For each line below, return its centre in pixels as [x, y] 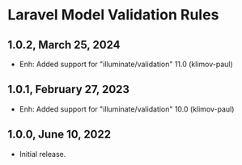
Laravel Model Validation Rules [113, 15]
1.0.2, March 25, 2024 [64, 45]
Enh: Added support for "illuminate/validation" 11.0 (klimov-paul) [126, 64]
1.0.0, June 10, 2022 [59, 135]
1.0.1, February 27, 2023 [69, 89]
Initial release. [42, 154]
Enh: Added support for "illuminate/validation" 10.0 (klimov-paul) [127, 109]
